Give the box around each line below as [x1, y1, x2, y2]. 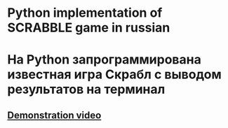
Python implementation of [7, 5, 163, 21]
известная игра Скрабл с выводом [7, 66, 222, 83]
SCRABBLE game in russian [7, 20, 170, 36]
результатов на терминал [7, 82, 166, 97]
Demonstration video [7, 109, 102, 121]
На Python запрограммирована [7, 52, 201, 68]
